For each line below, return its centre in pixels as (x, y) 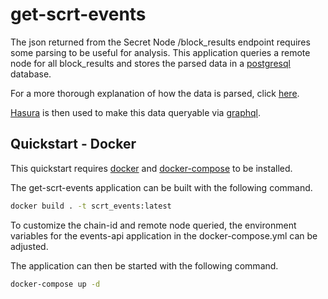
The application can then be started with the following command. (144, 265)
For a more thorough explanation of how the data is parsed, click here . (155, 93)
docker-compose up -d (55, 284)
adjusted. (29, 246)
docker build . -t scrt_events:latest (91, 206)
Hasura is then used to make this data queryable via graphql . (135, 112)
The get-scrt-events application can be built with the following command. (161, 187)
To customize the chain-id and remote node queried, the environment (153, 225)
